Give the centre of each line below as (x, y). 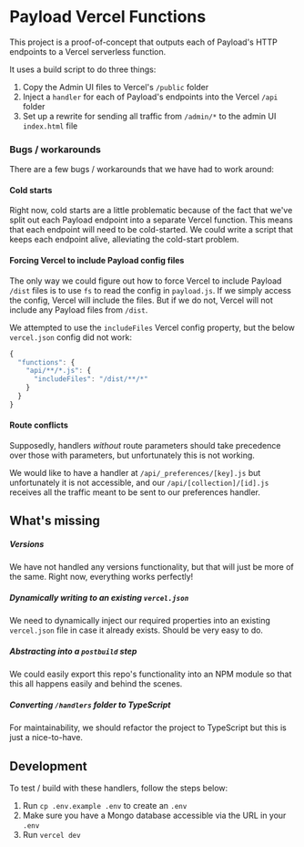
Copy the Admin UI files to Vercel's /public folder (116, 87)
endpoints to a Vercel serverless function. (88, 51)
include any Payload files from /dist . (79, 310)
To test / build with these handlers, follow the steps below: (119, 788)
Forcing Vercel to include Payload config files (97, 261)
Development (49, 766)
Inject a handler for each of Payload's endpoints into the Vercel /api (150, 97)
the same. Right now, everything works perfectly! (101, 577)
